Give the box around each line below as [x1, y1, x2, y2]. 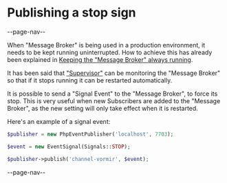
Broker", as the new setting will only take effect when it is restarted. [7, 104, 198, 112]
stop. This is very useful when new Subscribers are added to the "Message [7, 96, 221, 105]
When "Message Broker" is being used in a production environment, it [7, 41, 206, 49]
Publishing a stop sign [7, 5, 136, 21]
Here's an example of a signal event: [7, 117, 111, 125]
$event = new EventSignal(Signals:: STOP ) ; [7, 143, 131, 150]
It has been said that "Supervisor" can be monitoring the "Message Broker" [7, 69, 221, 77]
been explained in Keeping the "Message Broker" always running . [7, 55, 193, 63]
